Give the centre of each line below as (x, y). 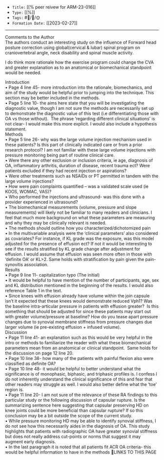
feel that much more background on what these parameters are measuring (80, 217)
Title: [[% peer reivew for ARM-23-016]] (54, 7)
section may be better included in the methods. (52, 98)
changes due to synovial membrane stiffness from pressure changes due (79, 322)
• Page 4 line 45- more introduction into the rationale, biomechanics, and (79, 87)
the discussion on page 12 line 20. (39, 353)
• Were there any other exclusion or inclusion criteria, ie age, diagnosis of (79, 160)
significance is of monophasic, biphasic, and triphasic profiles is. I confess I (81, 374)
